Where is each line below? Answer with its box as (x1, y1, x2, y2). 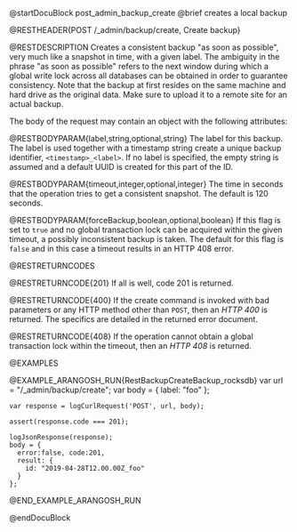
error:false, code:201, (17, 448, 105, 457)
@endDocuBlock (9, 512, 71, 523)
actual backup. (9, 99, 64, 109)
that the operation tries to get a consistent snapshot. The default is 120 (9, 189, 269, 198)
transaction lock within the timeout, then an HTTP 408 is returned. (9, 341, 252, 351)
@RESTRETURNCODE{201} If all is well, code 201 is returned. (9, 278, 234, 288)
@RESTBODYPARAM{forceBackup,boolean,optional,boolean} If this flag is (9, 215, 282, 225)
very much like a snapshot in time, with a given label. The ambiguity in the (9, 52, 280, 61)
